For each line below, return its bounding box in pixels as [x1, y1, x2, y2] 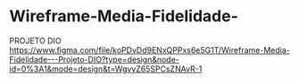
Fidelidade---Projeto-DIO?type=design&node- [9, 54, 180, 64]
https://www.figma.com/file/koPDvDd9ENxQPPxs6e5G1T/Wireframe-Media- [9, 44, 290, 55]
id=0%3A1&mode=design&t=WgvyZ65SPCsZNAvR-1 [9, 64, 203, 74]
